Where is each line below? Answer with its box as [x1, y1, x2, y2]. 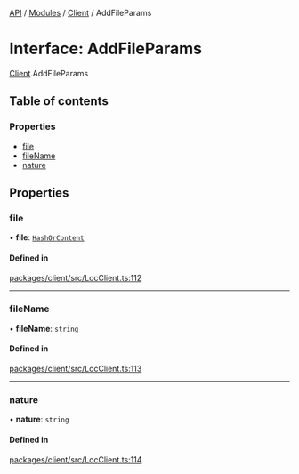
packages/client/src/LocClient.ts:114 [9, 454, 142, 465]
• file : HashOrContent [9, 232, 85, 243]
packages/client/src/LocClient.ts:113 [9, 364, 142, 374]
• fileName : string [9, 323, 79, 333]
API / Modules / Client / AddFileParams [9, 8, 152, 18]
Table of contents [9, 93, 109, 109]
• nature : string [9, 414, 69, 425]
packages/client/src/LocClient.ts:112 [9, 272, 142, 283]
